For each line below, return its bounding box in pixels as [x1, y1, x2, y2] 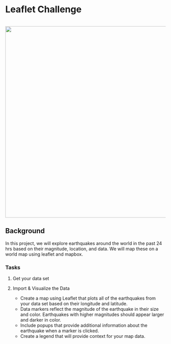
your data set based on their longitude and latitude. [20, 301, 128, 307]
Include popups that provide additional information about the [20, 323, 148, 329]
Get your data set [12, 276, 49, 282]
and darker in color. [20, 317, 62, 323]
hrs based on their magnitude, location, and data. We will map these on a [5, 245, 158, 252]
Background [5, 227, 45, 235]
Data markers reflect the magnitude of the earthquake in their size [20, 306, 159, 312]
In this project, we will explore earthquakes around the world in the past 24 [5, 240, 162, 246]
